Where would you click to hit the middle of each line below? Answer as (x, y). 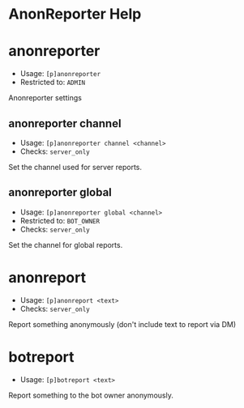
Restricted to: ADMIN (53, 83)
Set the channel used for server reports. (75, 167)
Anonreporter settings (45, 98)
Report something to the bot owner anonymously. (91, 395)
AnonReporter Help (75, 14)
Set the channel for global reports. (66, 244)
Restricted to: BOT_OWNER (60, 220)
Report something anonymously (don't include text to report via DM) (122, 324)
